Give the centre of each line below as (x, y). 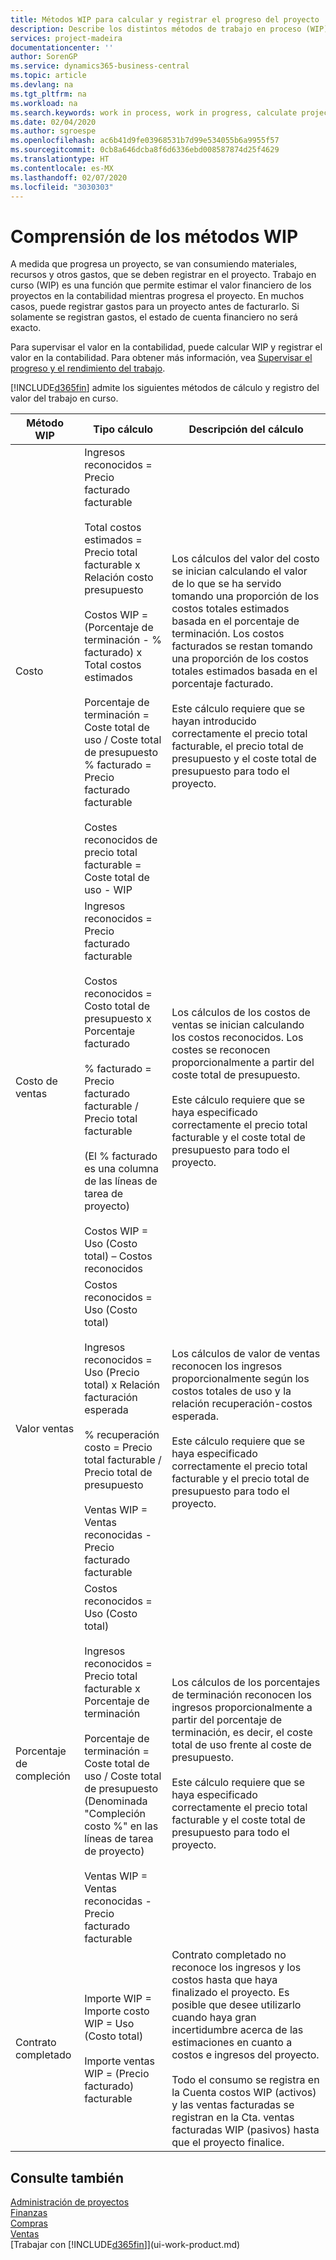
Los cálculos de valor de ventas (246, 1354)
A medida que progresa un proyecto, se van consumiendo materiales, (154, 264)
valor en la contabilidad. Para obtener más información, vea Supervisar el (161, 358)
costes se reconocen (221, 1050)
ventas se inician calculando (238, 1025)
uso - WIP (108, 890)
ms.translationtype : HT (60, 159)
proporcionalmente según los (240, 1379)
